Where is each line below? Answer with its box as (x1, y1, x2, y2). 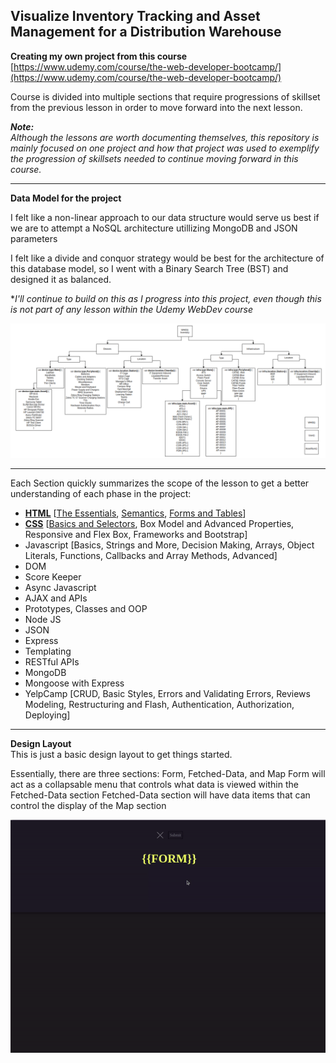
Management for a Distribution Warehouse (10, 24, 282, 41)
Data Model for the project (10, 192, 122, 204)
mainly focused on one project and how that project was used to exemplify (10, 142, 320, 154)
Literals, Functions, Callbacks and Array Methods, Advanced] (24, 550, 278, 562)
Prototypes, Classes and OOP (24, 603, 148, 615)
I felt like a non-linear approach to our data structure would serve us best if (10, 211, 320, 223)
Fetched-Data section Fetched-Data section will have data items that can (10, 789, 311, 801)
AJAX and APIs (24, 592, 88, 604)
